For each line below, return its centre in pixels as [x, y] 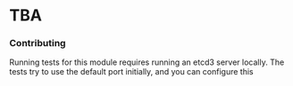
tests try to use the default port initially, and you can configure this [131, 72]
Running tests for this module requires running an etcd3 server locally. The [147, 62]
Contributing [38, 43]
